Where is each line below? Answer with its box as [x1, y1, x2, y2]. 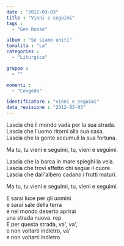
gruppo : [6, 65, 29, 71]
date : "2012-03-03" [6, 9, 59, 15]
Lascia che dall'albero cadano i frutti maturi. [6, 171, 117, 178]
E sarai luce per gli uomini [6, 195, 71, 202]
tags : [6, 20, 23, 26]
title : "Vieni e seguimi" [6, 15, 75, 21]
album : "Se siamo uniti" [6, 37, 72, 43]
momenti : [6, 82, 32, 88]
